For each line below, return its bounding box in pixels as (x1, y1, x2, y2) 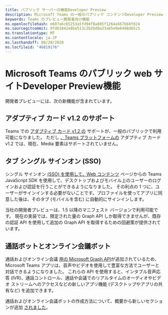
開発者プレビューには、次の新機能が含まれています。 (5, 98, 115, 104)
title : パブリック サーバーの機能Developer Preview (5, 7, 106, 13)
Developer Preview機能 (23, 80, 121, 92)
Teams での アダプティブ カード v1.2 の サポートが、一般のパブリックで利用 (5, 128, 162, 134)
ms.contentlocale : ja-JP (5, 36, 57, 41)
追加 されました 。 (14, 304, 51, 310)
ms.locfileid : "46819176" (5, 45, 59, 50)
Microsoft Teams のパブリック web (5, 68, 152, 79)
